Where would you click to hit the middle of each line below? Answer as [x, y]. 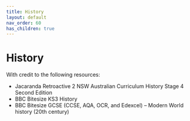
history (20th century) [42, 112]
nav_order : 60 [24, 23]
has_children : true [30, 28]
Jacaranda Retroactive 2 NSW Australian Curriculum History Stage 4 [99, 86]
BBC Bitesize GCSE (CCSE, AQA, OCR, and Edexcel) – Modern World [99, 105]
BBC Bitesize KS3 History [46, 99]
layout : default [26, 17]
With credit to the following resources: [53, 75]
